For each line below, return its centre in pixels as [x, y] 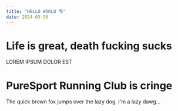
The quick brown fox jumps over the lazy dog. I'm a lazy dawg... [83, 102]
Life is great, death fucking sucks [89, 46]
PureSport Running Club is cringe [89, 86]
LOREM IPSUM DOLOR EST [39, 62]
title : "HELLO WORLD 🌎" [36, 11]
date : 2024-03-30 [27, 17]
